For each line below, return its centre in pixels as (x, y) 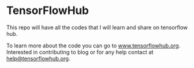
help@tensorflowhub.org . (38, 58)
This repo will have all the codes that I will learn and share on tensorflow (97, 27)
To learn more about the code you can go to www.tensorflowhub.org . (93, 46)
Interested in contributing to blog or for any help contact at (80, 52)
